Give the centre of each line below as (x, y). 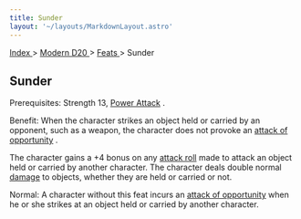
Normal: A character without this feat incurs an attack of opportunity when (149, 195)
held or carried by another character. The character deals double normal (145, 167)
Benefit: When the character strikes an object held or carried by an (135, 120)
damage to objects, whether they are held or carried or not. (121, 177)
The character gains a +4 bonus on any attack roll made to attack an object (151, 158)
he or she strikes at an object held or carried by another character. (134, 204)
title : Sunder (36, 18)
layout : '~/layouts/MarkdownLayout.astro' (91, 26)
